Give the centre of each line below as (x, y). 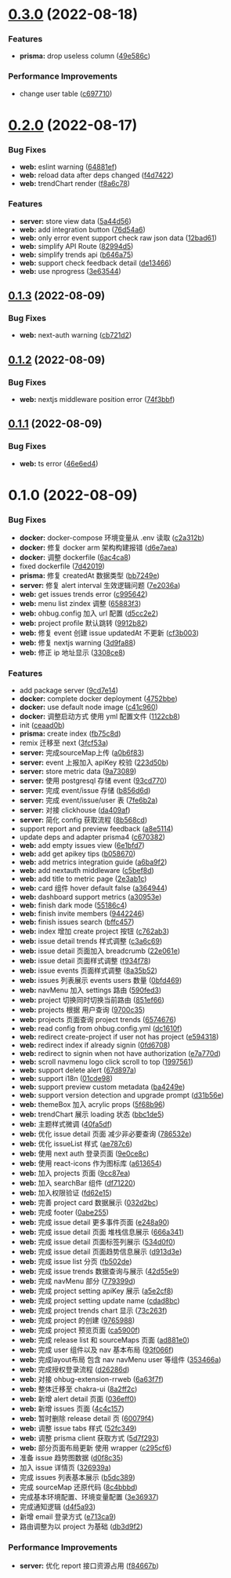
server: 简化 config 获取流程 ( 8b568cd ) (83, 820)
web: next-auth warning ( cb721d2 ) (76, 335)
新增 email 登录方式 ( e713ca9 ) (68, 1517)
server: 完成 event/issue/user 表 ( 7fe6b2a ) (88, 800)
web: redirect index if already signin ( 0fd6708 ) (95, 1045)
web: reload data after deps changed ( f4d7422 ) (96, 175)
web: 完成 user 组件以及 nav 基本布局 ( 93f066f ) (96, 1350)
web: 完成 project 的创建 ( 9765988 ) (77, 1320)
